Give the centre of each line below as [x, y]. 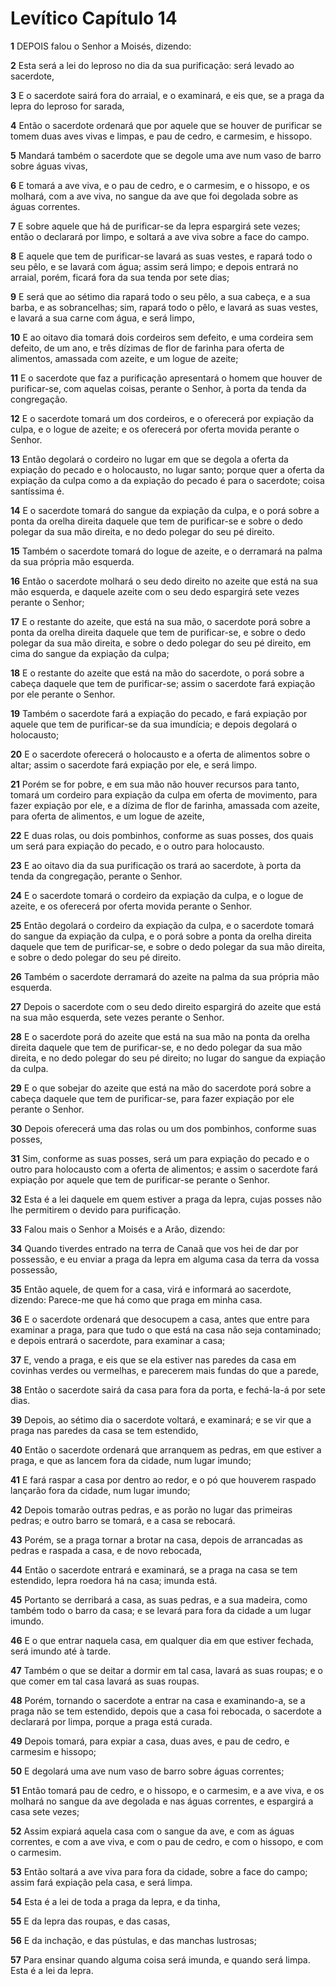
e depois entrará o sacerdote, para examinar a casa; [118, 1340]
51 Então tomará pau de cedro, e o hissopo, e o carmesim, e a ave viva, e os [167, 1790]
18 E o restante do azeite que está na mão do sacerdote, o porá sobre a [157, 673]
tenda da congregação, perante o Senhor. [96, 876]
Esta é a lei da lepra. [52, 1970]
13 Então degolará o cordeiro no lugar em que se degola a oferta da [149, 459]
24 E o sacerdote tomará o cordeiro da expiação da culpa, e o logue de [157, 895]
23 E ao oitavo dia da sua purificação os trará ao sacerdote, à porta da [156, 865]
